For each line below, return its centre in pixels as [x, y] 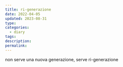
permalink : [16, 46]
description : [18, 41]
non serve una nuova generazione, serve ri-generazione [62, 59]
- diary [17, 32]
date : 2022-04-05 [23, 14]
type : [10, 23]
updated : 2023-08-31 [26, 18]
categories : [17, 28]
